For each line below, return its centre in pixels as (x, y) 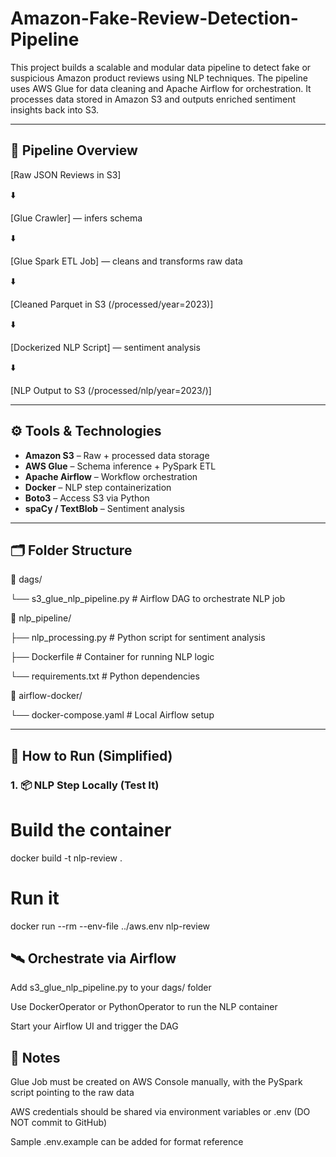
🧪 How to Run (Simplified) (91, 755)
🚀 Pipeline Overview (74, 150)
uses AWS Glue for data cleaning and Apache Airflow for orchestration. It (161, 88)
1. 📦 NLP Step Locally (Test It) (85, 785)
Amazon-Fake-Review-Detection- (154, 18)
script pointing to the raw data (72, 1093)
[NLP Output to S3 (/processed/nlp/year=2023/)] (111, 390)
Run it (35, 898)
